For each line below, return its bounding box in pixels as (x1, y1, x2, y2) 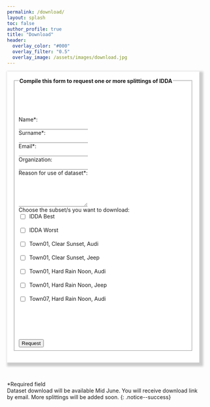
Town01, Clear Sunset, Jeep (29, 254, 100, 261)
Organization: (18, 156, 52, 163)
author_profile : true (7, 26, 62, 32)
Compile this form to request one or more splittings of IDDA (19, 77, 173, 84)
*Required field (7, 381, 46, 388)
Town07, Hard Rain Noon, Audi (29, 295, 106, 302)
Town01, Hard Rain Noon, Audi (29, 267, 106, 275)
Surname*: (18, 129, 46, 136)
